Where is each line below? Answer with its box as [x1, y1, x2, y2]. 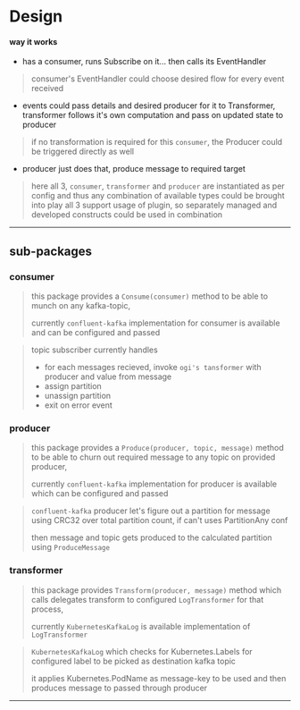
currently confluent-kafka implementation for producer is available [30, 478, 278, 489]
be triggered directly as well [30, 146, 135, 157]
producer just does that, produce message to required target [21, 164, 246, 174]
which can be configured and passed [30, 488, 169, 499]
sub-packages [9, 243, 92, 258]
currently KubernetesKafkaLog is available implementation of [30, 621, 251, 631]
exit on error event [44, 400, 113, 410]
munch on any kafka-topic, [30, 300, 131, 311]
